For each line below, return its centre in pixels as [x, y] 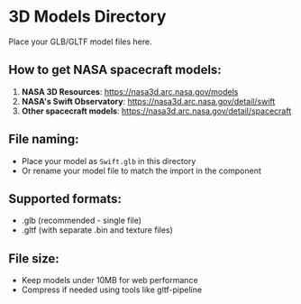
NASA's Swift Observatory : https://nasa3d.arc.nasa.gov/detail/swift [148, 101]
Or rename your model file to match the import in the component [141, 170]
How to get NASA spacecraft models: [115, 70]
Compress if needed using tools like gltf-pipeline [112, 290]
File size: [34, 258]
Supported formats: [65, 199]
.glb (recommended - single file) [81, 221]
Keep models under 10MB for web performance [110, 281]
